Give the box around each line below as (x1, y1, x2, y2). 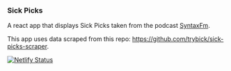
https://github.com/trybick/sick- (132, 35, 224, 43)
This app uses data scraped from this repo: (7, 35, 131, 43)
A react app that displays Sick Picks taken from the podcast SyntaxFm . (7, 22, 210, 30)
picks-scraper (7, 42, 47, 51)
